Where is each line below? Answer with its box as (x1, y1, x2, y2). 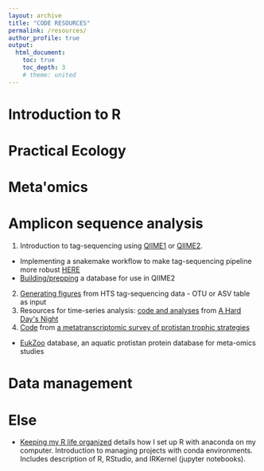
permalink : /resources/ (8, 26, 87, 34)
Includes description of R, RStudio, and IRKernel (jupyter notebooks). (19, 454, 247, 464)
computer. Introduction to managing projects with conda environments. (19, 445, 253, 455)
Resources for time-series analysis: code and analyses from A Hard (19, 306, 242, 316)
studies (19, 347, 45, 356)
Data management (8, 375, 133, 393)
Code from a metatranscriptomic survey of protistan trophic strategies (19, 323, 250, 332)
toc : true (22, 57, 56, 65)
